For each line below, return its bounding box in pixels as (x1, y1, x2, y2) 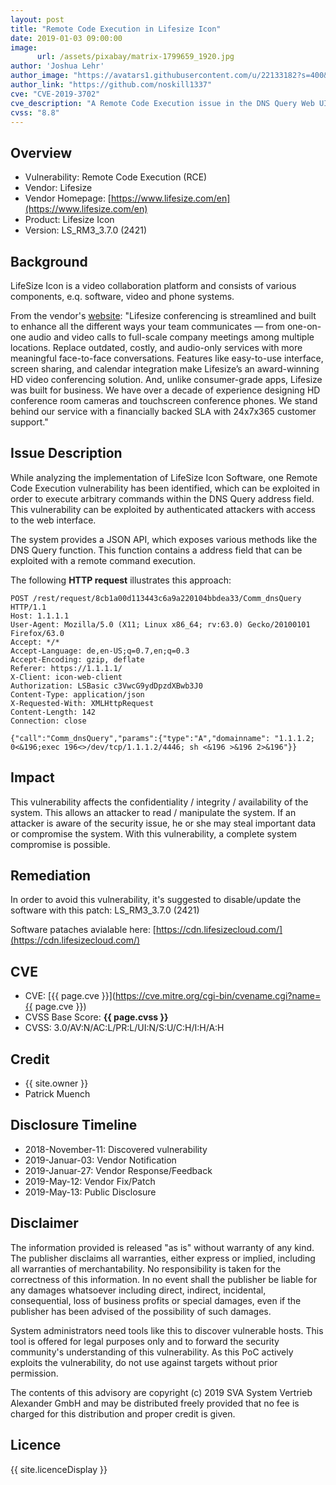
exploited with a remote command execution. (10, 554, 197, 566)
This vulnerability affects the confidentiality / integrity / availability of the (10, 796, 309, 808)
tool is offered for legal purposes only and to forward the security (10, 1335, 280, 1347)
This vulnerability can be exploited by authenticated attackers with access (10, 503, 316, 515)
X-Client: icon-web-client (10, 672, 123, 682)
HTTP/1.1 (10, 602, 47, 612)
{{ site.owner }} (24, 1077, 89, 1090)
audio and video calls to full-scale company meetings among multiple (28, 331, 315, 343)
